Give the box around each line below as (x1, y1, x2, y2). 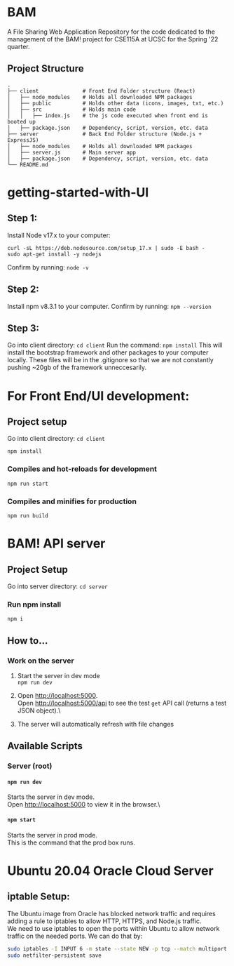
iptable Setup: (7, 891, 70, 903)
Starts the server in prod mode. (7, 831, 98, 839)
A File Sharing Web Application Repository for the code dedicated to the (7, 27, 216, 36)
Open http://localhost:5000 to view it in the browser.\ (7, 800, 160, 809)
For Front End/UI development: (7, 388, 190, 404)
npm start (7, 816, 36, 823)
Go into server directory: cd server (7, 582, 108, 590)
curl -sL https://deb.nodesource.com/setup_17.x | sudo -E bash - (7, 244, 205, 251)
